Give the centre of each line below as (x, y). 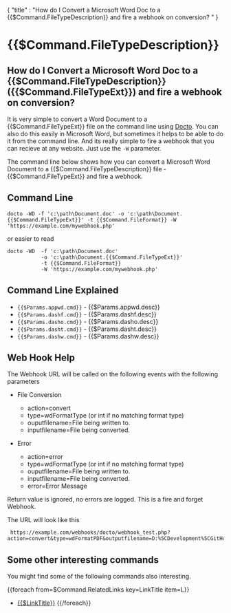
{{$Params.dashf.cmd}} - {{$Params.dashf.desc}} (87, 314)
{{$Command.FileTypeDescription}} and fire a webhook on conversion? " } (113, 17)
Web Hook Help (41, 358)
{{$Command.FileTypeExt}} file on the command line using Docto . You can (113, 126)
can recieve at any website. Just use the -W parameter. (84, 148)
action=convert (49, 408)
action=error (45, 457)
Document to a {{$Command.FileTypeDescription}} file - (87, 169)
